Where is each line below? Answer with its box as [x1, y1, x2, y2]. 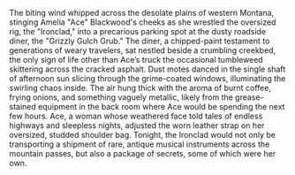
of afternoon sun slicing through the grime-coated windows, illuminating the [9, 73, 286, 83]
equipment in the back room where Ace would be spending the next [38, 102, 285, 111]
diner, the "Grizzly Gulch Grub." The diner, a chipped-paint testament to [9, 35, 270, 46]
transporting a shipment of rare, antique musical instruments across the [9, 139, 270, 149]
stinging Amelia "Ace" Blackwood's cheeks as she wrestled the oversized [9, 17, 276, 27]
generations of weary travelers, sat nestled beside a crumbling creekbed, [9, 45, 276, 56]
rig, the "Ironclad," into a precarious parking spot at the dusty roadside [9, 27, 267, 36]
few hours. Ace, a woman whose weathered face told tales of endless [9, 110, 263, 121]
